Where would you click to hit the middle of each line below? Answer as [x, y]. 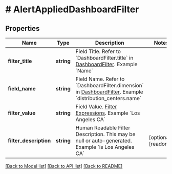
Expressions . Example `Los [108, 113]
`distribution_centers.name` [109, 98]
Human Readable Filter [103, 128]
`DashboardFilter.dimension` [110, 85]
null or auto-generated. [104, 141]
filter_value [22, 113]
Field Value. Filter [96, 107]
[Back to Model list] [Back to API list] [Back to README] [64, 166]
